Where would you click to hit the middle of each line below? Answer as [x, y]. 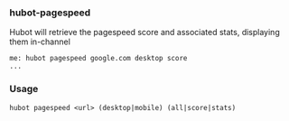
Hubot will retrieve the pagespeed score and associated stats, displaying [144, 33]
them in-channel [40, 42]
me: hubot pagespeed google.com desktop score [98, 59]
